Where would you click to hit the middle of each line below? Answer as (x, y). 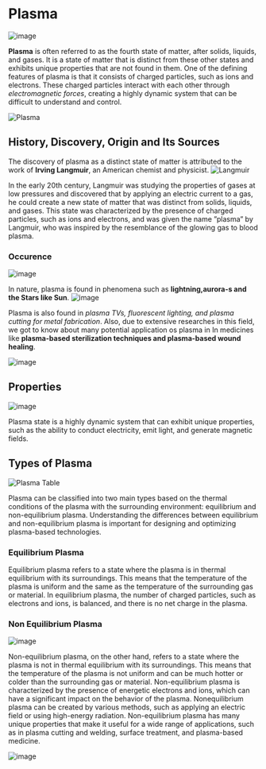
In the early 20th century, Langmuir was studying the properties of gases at (132, 185)
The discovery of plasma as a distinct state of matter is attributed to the (125, 161)
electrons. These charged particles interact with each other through (119, 85)
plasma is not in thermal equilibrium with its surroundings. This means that (130, 665)
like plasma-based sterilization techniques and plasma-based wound (125, 338)
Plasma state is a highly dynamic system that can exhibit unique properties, (131, 421)
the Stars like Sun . (39, 298)
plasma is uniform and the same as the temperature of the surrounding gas (131, 586)
